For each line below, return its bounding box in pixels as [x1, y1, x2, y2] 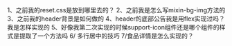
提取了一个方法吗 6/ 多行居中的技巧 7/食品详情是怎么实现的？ [19, 32, 194, 40]
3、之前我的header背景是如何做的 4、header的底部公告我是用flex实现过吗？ [7, 14, 225, 23]
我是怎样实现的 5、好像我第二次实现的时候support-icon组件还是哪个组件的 [7, 23, 220, 31]
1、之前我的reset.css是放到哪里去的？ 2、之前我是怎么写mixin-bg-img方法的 [7, 6, 226, 14]
